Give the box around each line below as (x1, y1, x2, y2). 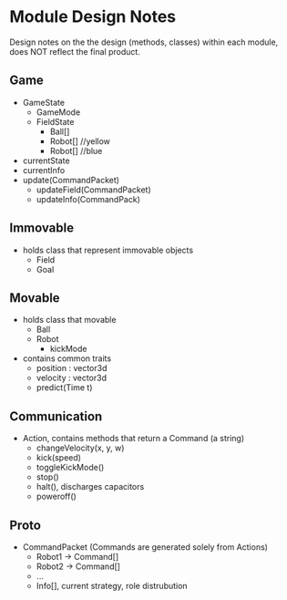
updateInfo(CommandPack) (36, 193, 141, 204)
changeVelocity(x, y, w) (36, 442, 125, 453)
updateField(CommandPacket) (36, 184, 152, 195)
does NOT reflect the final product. (9, 46, 141, 57)
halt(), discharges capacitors (36, 481, 145, 492)
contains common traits (22, 353, 112, 364)
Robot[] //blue (49, 145, 103, 156)
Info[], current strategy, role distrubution (36, 581, 189, 591)
